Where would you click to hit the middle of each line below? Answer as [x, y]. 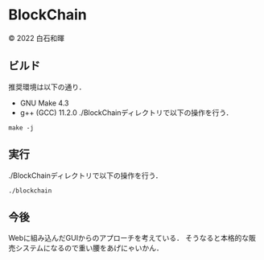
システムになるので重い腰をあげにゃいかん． [89, 248]
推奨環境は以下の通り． [47, 87]
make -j [21, 128]
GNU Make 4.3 [44, 103]
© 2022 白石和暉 [37, 38]
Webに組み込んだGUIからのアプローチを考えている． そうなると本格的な [129, 238]
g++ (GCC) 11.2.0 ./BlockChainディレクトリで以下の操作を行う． [126, 112]
